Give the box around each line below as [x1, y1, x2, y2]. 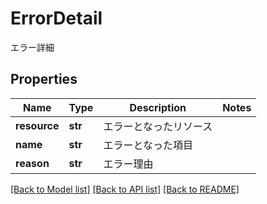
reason [15, 156, 50, 170]
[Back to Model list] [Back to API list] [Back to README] [10, 183, 240, 195]
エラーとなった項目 [103, 138, 193, 152]
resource [15, 118, 60, 132]
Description [129, 100, 187, 114]
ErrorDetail [10, 7, 103, 30]
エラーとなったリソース [103, 119, 213, 133]
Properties [10, 71, 78, 88]
